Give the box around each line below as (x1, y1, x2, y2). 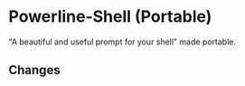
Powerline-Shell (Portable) (8, 6, 212, 27)
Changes (8, 62, 61, 78)
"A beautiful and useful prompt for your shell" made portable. (8, 36, 237, 47)
